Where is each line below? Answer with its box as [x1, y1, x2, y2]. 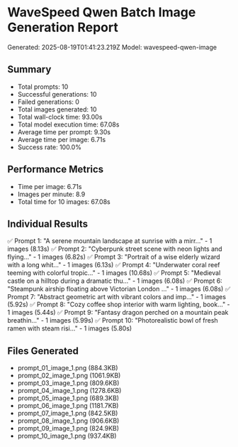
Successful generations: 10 [17, 90, 97, 98]
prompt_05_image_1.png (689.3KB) [17, 394, 119, 402]
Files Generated [7, 345, 79, 357]
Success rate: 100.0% [17, 143, 81, 151]
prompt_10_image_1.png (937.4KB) [17, 431, 117, 441]
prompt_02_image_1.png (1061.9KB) [17, 371, 121, 380]
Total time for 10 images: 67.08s [17, 197, 111, 206]
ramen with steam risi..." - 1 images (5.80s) [7, 324, 132, 333]
